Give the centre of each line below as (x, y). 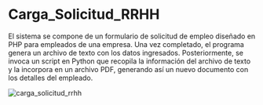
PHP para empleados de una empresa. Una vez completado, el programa (126, 44)
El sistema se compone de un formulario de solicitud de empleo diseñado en (132, 36)
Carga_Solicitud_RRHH (84, 14)
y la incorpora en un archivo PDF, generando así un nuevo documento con (128, 69)
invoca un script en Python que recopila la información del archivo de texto (130, 61)
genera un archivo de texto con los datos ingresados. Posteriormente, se (126, 52)
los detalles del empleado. (51, 78)
